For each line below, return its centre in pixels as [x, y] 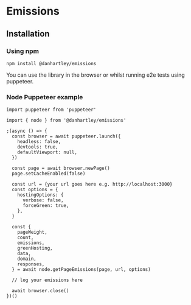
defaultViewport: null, [47, 152]
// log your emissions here [47, 280]
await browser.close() [40, 291]
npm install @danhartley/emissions [51, 63]
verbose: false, [43, 200]
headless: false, [39, 142]
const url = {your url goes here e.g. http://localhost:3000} [92, 184]
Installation [28, 34]
